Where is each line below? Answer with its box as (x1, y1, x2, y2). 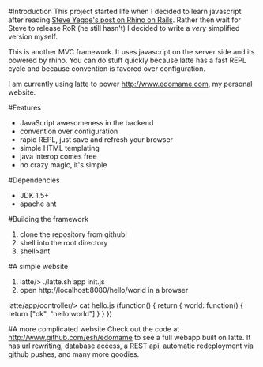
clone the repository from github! (19, 230, 128, 239)
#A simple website (8, 262, 69, 271)
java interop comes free (19, 152, 97, 161)
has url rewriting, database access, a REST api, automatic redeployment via (8, 341, 254, 350)
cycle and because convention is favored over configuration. (8, 64, 206, 73)
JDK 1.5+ (19, 191, 50, 200)
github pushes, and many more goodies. (8, 350, 140, 358)
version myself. (8, 32, 58, 41)
